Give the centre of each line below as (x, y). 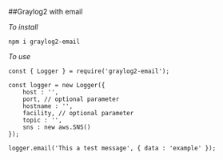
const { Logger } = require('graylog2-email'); (89, 71)
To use (20, 56)
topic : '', (42, 120)
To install (23, 27)
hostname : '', (48, 106)
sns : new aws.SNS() (57, 127)
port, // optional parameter (71, 99)
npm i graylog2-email (44, 42)
